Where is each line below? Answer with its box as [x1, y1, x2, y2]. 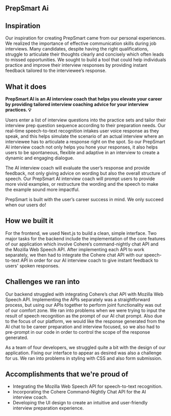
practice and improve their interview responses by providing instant [5, 62, 148, 68]
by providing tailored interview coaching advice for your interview [5, 102, 149, 108]
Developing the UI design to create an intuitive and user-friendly [12, 400, 148, 406]
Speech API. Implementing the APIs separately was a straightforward [5, 296, 151, 303]
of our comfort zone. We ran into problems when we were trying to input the [5, 307, 166, 313]
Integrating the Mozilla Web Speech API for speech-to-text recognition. [12, 383, 163, 389]
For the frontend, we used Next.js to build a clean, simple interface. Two [5, 230, 157, 236]
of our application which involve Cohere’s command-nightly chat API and [5, 241, 159, 247]
